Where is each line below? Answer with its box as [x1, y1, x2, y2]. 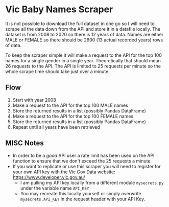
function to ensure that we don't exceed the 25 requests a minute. [12, 157, 152, 164]
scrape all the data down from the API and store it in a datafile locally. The [5, 26, 161, 32]
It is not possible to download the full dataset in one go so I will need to [5, 20, 155, 27]
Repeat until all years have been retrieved [12, 124, 101, 130]
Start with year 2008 [12, 97, 56, 103]
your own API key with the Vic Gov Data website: [12, 169, 116, 175]
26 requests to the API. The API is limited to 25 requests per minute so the [5, 63, 161, 69]
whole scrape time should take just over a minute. [5, 68, 110, 75]
